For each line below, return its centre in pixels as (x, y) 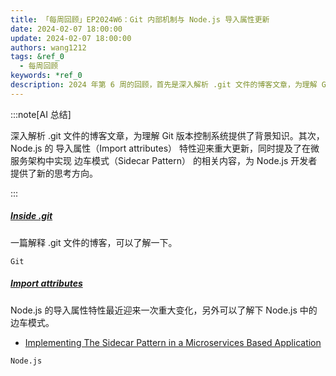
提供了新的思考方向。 (54, 173)
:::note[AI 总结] (41, 114)
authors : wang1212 (48, 47)
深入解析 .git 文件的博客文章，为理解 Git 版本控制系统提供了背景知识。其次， (167, 135)
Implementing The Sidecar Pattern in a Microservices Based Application (173, 342)
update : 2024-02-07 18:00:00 (71, 38)
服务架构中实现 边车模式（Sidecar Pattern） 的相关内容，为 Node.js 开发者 (164, 160)
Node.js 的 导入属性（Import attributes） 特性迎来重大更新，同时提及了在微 (165, 148)
